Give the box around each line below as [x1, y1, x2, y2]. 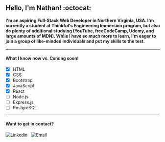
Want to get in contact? [5, 121, 54, 126]
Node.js [12, 94, 29, 100]
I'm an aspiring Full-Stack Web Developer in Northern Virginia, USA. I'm [5, 17, 154, 23]
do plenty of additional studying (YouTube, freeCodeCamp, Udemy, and [5, 28, 154, 34]
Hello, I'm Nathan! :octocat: [5, 4, 92, 12]
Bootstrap [12, 77, 33, 83]
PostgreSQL [12, 105, 37, 111]
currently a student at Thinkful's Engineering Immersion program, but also [5, 22, 160, 28]
